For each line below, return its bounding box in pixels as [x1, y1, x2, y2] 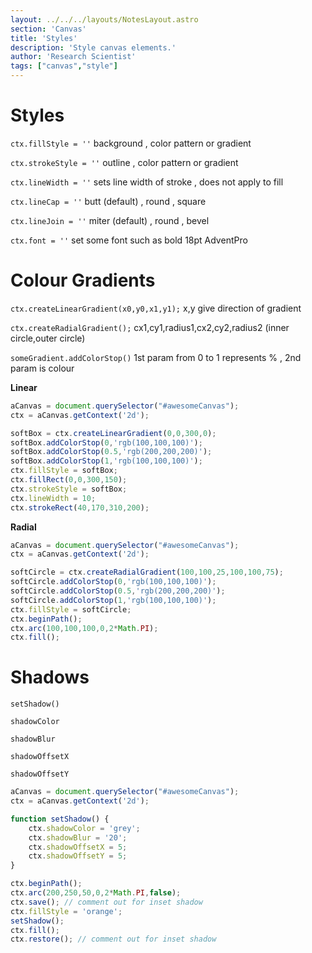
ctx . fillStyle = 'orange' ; [10, 906, 123, 916]
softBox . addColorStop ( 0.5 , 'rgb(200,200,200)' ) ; [10, 447, 213, 457]
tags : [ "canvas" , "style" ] [10, 61, 118, 71]
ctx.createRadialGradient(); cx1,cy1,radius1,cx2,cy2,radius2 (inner [10, 321, 290, 333]
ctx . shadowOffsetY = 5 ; [28, 851, 128, 861]
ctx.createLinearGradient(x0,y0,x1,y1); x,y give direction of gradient [10, 302, 302, 314]
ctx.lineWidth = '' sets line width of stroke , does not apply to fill [10, 176, 284, 188]
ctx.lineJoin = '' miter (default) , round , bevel [10, 214, 210, 226]
